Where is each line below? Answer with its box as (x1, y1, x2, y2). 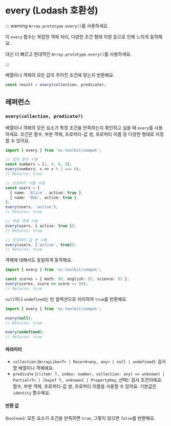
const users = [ (5, 185, 40, 190)
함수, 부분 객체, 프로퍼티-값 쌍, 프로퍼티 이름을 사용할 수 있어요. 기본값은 (12, 383, 157, 389)
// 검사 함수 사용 (5, 157, 38, 162)
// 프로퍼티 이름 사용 (5, 181, 45, 186)
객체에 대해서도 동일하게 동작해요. (5, 257, 73, 263)
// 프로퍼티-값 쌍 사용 (5, 237, 48, 242)
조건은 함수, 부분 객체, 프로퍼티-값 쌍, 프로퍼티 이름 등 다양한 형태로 (20, 131, 155, 137)
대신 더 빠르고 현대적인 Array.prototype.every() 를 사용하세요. (5, 51, 132, 57)
